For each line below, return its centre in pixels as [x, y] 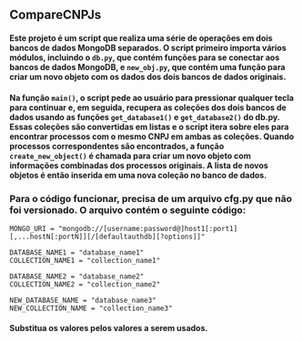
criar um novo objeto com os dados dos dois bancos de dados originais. [148, 76]
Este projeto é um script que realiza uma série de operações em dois [141, 38]
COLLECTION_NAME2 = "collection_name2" [85, 284]
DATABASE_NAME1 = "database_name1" [77, 252]
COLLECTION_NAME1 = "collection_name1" [85, 260]
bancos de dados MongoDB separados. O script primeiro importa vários [148, 47]
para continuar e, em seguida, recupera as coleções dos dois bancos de [148, 107]
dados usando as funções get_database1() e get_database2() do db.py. [145, 116]
